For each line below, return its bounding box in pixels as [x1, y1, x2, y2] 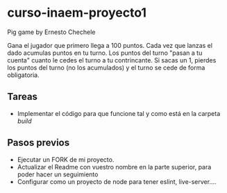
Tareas [7, 91, 38, 103]
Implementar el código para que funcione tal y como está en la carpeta [17, 109, 221, 117]
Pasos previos [7, 137, 70, 149]
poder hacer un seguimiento [17, 170, 99, 178]
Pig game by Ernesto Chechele [7, 28, 96, 36]
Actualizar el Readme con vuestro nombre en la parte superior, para [17, 162, 212, 171]
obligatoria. [7, 71, 40, 79]
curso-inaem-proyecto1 [7, 5, 147, 21]
